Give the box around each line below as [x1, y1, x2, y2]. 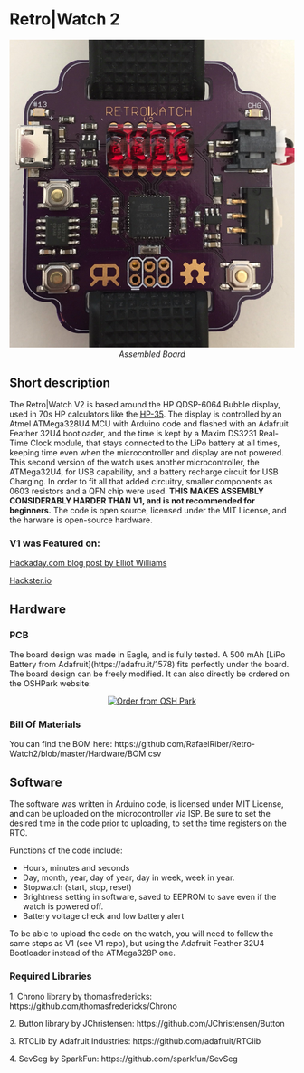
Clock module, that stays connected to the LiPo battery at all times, [30, 437, 280, 448]
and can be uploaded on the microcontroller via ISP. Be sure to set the [9, 809, 271, 819]
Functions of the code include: [9, 845, 123, 856]
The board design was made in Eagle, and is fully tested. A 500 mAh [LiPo [9, 649, 286, 660]
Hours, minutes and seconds [22, 863, 130, 874]
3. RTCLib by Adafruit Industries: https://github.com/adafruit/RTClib [9, 1035, 261, 1046]
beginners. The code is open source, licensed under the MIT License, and [9, 505, 287, 516]
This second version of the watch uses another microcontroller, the [9, 457, 260, 468]
